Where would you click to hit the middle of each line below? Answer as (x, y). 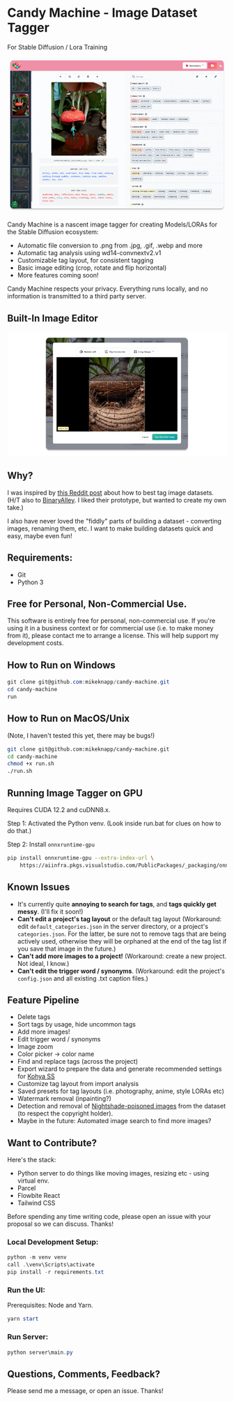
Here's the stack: (32, 1160)
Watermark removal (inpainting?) (64, 1099)
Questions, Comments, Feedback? (84, 1374)
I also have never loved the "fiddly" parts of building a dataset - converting (114, 521)
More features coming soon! (58, 275)
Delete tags (34, 1017)
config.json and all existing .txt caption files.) (83, 978)
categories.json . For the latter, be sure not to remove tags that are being (122, 934)
